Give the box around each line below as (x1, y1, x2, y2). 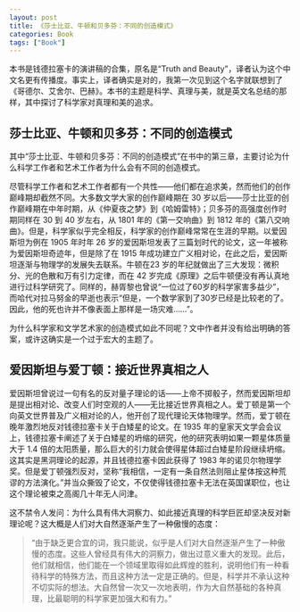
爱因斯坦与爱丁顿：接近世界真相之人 (9, 362, 209, 377)
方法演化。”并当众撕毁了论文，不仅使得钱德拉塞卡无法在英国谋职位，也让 (24, 476, 291, 487)
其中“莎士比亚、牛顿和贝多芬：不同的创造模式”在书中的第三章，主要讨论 (9, 151, 275, 161)
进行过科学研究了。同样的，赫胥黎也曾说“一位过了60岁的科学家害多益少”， (9, 282, 284, 293)
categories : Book (9, 29, 74, 38)
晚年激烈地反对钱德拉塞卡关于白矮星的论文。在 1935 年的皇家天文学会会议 (9, 421, 282, 432)
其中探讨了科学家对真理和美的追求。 (24, 97, 158, 108)
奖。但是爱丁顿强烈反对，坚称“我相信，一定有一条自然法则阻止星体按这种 (9, 466, 279, 476)
